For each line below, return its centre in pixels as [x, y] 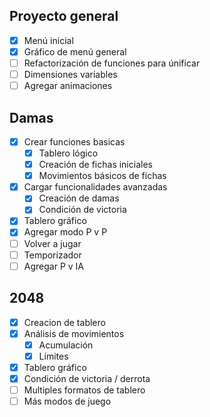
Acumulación [66, 345]
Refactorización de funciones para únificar [112, 63]
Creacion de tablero [64, 322]
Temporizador [52, 255]
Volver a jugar [52, 243]
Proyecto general [64, 16]
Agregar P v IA [53, 266]
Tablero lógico [68, 153]
